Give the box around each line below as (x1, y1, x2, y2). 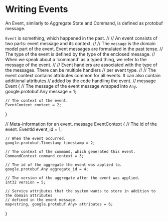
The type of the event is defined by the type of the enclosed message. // (5, 51, 155, 57)
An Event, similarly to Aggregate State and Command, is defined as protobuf (5, 20, 163, 26)
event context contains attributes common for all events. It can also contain (5, 72, 161, 78)
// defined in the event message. (5, 197, 78, 202)
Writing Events (5, 4, 68, 15)
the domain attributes (5, 193, 53, 198)
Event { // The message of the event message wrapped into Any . (5, 83, 138, 89)
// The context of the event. (5, 98, 69, 103)
